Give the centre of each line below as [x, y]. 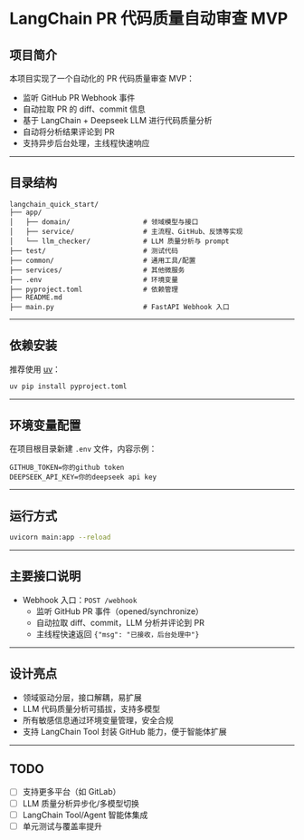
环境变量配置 [45, 425]
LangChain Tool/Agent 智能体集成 [85, 815]
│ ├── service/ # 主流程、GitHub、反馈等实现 [126, 231]
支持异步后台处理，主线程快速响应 [86, 143]
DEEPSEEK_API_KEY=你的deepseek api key [83, 477]
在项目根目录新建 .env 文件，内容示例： [83, 449]
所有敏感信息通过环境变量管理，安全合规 [98, 720]
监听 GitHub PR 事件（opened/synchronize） [119, 611]
